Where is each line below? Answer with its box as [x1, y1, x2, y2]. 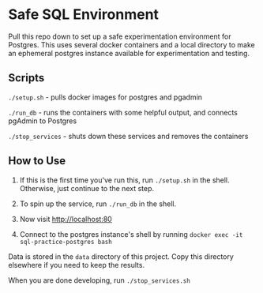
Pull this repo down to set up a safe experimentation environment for [8, 32, 231, 41]
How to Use [8, 154, 66, 167]
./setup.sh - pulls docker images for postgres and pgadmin [8, 92, 203, 102]
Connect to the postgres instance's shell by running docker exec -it [19, 229, 243, 239]
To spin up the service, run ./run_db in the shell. [19, 199, 176, 208]
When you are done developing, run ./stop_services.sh [8, 275, 191, 285]
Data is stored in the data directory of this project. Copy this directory [8, 251, 235, 261]
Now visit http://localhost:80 [19, 214, 112, 224]
